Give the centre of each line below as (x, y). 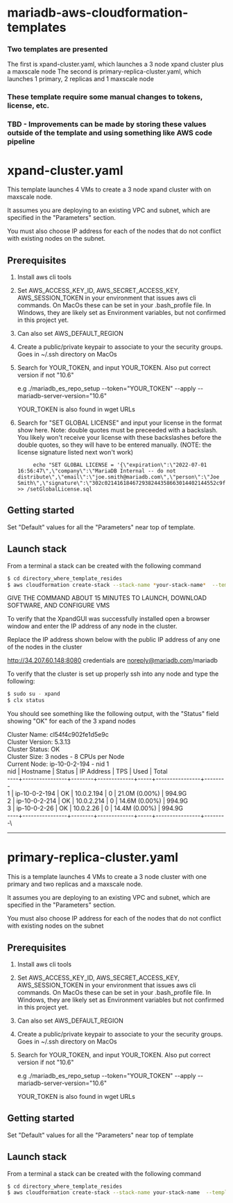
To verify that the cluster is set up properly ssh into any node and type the (113, 674)
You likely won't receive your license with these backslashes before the (119, 438)
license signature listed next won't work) (75, 452)
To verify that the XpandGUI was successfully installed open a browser (109, 619)
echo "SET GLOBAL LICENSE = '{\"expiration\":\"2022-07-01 (120, 465)
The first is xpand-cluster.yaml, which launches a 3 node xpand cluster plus (115, 65)
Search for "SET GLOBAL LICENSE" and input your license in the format (120, 423)
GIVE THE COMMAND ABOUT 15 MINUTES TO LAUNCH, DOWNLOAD (107, 598)
